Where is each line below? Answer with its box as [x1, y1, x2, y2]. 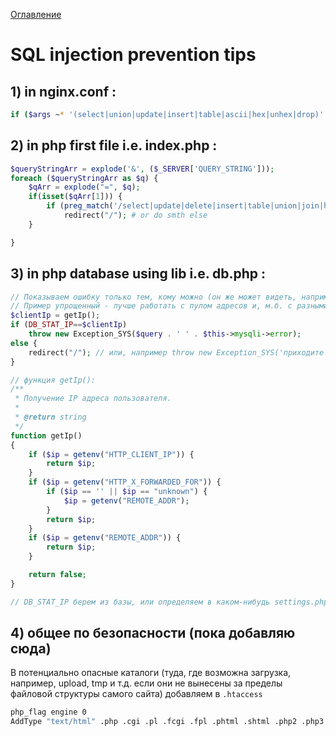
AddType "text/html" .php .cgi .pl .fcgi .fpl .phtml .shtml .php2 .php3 [10, 717, 325, 727]
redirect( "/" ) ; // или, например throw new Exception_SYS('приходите [28, 347, 325, 358]
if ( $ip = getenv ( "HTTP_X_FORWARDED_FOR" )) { [28, 477, 222, 488]
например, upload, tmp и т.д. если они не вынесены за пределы [10, 677, 283, 689]
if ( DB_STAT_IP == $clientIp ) [10, 320, 128, 330]
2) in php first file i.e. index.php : [10, 137, 218, 154]
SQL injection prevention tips [10, 44, 257, 66]
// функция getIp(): [10, 375, 97, 385]
